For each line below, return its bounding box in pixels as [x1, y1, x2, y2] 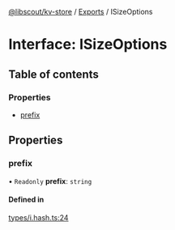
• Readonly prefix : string [8, 176, 92, 185]
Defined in [8, 194, 45, 205]
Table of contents [8, 67, 99, 81]
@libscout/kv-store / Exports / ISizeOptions [8, 7, 153, 16]
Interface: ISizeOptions [8, 36, 168, 53]
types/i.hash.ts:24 [8, 212, 69, 222]
